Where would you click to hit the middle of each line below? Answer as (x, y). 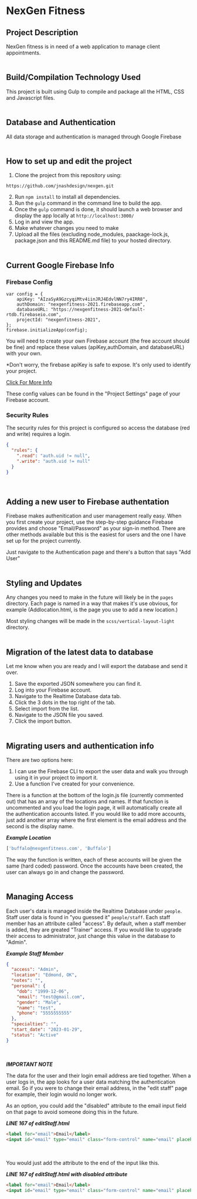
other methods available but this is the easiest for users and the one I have (96, 534)
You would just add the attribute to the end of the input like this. (83, 1163)
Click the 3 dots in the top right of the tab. (65, 703)
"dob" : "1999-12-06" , (43, 991)
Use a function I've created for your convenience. (74, 784)
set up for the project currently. (44, 541)
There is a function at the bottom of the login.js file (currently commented (95, 795)
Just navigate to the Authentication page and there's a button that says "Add (98, 552)
